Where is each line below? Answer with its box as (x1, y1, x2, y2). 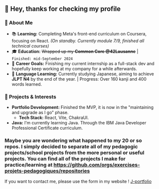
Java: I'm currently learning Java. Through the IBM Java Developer (11, 120, 146, 125)
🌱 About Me (4, 19, 33, 26)
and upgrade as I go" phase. (11, 109, 69, 115)
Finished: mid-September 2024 (11, 56, 73, 61)
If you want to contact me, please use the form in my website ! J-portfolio (4, 178, 152, 185)
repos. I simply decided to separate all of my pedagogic (4, 143, 138, 150)
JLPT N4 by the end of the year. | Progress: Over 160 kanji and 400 (11, 76, 147, 82)
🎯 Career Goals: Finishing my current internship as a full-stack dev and (11, 60, 155, 66)
